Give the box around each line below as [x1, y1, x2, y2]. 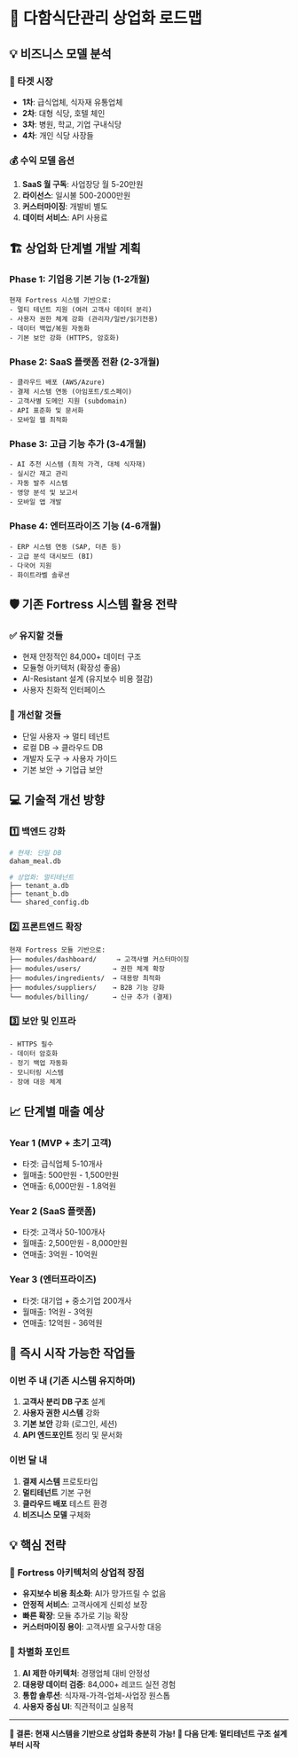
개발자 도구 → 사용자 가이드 [21, 753, 118, 764]
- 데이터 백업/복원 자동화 [9, 324, 90, 333]
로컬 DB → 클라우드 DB [21, 742, 104, 752]
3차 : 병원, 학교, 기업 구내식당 [21, 119, 122, 129]
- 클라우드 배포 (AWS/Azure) [9, 378, 106, 387]
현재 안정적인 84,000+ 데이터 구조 [21, 651, 142, 662]
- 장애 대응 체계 [9, 1078, 62, 1087]
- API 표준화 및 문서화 [9, 406, 84, 415]
